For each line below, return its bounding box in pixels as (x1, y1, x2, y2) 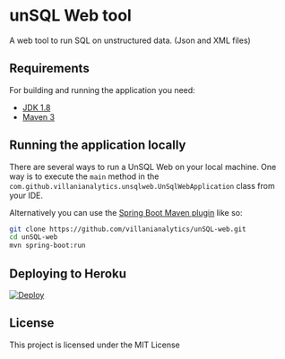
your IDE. (9, 190, 43, 201)
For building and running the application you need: (9, 84, 195, 95)
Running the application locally (9, 138, 186, 153)
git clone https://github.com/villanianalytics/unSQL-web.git (9, 225, 246, 234)
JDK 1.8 (22, 102, 51, 113)
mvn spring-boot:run (9, 241, 87, 251)
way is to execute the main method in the (9, 171, 160, 182)
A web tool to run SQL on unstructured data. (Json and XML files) (9, 35, 251, 46)
